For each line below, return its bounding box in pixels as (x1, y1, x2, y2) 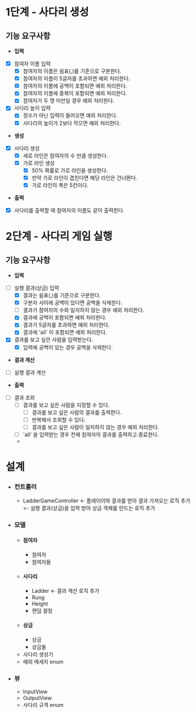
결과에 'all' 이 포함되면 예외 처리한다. (22, 329, 107, 336)
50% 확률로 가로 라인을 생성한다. (31, 167, 108, 174)
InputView (22, 688, 48, 695)
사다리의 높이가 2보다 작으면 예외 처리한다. (22, 119, 121, 126)
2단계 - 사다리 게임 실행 (5, 230, 113, 243)
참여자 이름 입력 (14, 60, 51, 67)
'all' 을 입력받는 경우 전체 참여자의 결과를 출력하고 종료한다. (22, 431, 159, 438)
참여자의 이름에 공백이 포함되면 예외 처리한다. (22, 82, 128, 89)
